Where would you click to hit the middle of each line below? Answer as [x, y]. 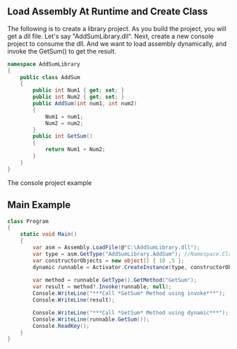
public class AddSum [50, 77]
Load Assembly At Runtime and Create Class [108, 12]
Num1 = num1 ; [64, 117]
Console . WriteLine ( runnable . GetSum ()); [91, 319]
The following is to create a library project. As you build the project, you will [117, 28]
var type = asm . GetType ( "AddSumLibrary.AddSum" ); [107, 254]
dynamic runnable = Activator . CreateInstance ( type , [110, 267]
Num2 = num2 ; [64, 123]
